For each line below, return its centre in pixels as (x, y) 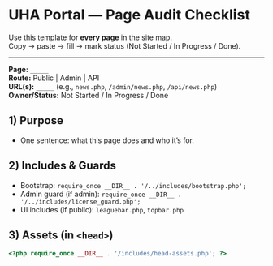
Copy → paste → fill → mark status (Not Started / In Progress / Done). (125, 45)
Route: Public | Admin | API (54, 78)
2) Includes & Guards (62, 166)
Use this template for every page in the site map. (91, 37)
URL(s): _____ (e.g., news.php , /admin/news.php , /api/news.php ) (113, 86)
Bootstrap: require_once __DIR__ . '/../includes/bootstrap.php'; (133, 185)
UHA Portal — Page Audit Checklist (129, 15)
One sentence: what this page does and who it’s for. (107, 140)
